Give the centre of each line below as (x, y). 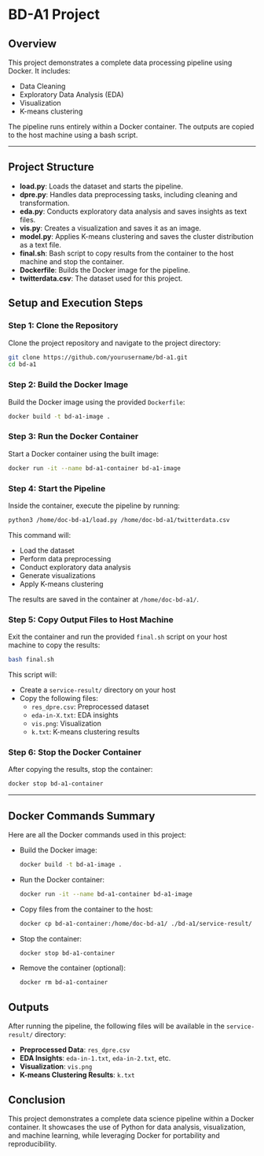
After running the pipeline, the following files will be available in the (117, 1026)
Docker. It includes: (39, 71)
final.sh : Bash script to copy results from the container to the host (126, 253)
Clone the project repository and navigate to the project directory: (115, 343)
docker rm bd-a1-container (64, 983)
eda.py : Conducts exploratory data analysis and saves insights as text (133, 211)
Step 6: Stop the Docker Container (75, 752)
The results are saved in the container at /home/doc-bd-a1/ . (103, 599)
